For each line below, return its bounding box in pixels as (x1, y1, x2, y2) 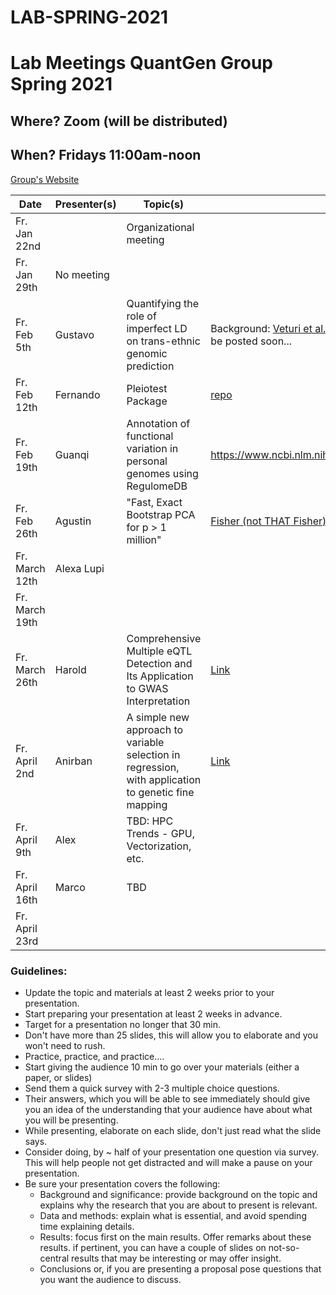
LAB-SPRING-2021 (10, 6, 169, 29)
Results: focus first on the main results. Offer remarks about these (39, 1231, 312, 1243)
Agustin (54, 514, 92, 528)
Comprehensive (126, 631, 202, 645)
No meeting (54, 267, 110, 281)
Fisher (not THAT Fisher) (210, 514, 327, 528)
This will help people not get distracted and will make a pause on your (24, 1156, 313, 1168)
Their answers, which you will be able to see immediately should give (24, 1092, 311, 1105)
